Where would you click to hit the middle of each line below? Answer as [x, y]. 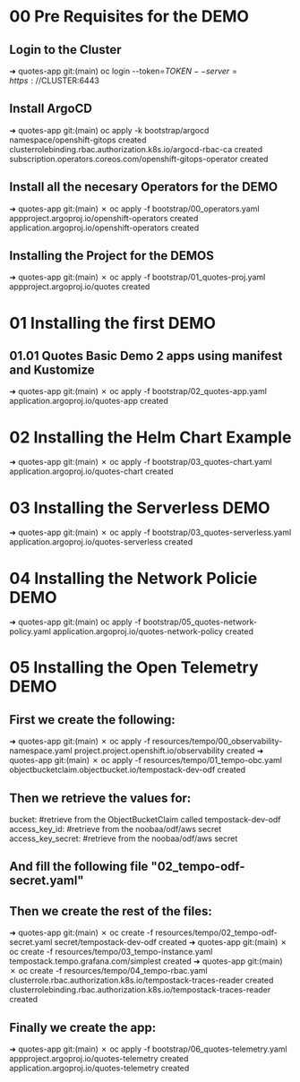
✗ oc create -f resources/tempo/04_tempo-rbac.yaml [108, 971]
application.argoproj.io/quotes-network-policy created [153, 631]
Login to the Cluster [66, 50]
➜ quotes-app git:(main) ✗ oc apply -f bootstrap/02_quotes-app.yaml [138, 391]
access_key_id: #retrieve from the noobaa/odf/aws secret [116, 829]
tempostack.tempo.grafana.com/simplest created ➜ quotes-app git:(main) [146, 961]
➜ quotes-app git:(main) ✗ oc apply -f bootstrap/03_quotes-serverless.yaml [150, 532]
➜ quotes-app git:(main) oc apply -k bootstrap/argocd [109, 130]
